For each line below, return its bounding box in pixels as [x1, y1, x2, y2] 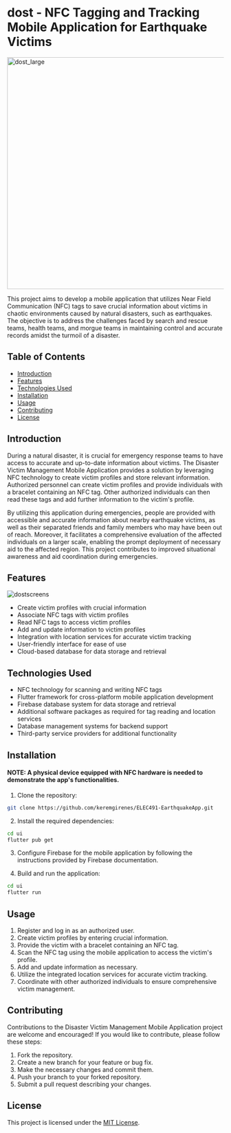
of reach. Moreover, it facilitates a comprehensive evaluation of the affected [7, 530, 222, 539]
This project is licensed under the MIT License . [7, 1118, 140, 1126]
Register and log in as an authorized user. [16, 926, 135, 934]
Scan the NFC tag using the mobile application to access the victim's [16, 948, 212, 956]
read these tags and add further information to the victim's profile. [7, 495, 195, 503]
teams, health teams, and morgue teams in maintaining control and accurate [7, 324, 223, 332]
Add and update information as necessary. [16, 963, 138, 971]
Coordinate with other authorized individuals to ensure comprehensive [16, 977, 217, 985]
